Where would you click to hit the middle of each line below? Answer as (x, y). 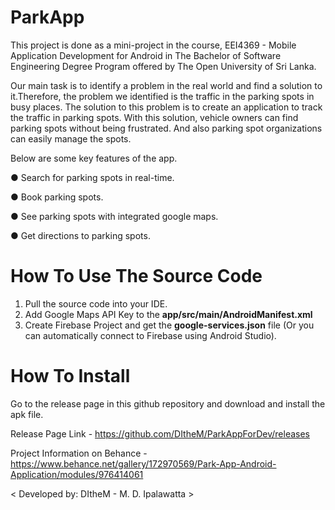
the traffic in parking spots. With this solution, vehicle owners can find (154, 117)
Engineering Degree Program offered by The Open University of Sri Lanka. (163, 66)
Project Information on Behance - (79, 453)
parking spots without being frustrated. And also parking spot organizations (166, 128)
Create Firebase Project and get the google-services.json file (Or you (169, 325)
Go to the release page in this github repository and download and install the (168, 403)
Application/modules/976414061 (77, 474)
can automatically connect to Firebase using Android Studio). (150, 335)
